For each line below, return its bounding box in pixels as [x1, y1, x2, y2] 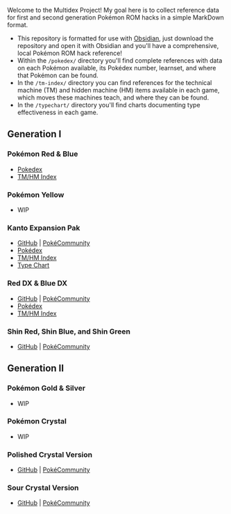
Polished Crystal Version [7, 449, 92, 459]
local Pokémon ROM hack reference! [17, 49, 123, 57]
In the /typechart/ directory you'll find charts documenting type [17, 101, 200, 109]
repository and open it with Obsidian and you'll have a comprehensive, [17, 42, 219, 49]
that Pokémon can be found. [17, 71, 99, 79]
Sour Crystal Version [7, 483, 79, 493]
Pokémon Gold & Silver [7, 383, 85, 393]
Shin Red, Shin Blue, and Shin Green [7, 327, 130, 336]
